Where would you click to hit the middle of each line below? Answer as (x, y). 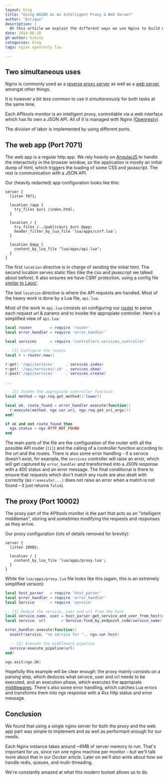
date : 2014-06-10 (23, 33)
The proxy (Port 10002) (42, 501)
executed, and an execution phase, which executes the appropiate (73, 682)
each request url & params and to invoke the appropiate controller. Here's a (82, 313)
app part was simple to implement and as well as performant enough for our (83, 731)
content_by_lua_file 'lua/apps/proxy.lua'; (60, 560)
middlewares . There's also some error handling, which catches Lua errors (81, 688)
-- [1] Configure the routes (35, 350)
